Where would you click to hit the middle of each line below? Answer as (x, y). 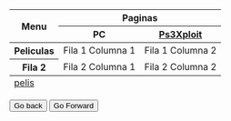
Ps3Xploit (181, 34)
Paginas (140, 18)
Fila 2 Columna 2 (181, 66)
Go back (28, 106)
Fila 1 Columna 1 (100, 51)
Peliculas (34, 51)
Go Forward (73, 106)
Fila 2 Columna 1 (100, 66)
